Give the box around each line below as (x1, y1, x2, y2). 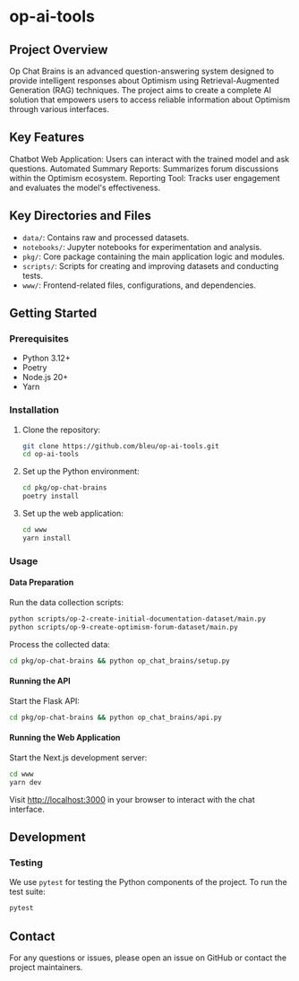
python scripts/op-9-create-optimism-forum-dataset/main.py (9, 622, 239, 631)
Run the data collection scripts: (9, 596, 124, 607)
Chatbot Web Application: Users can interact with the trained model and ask (9, 153, 290, 164)
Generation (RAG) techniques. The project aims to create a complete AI (9, 85, 271, 95)
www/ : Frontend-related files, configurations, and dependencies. (21, 280, 257, 291)
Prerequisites (9, 332, 69, 344)
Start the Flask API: (9, 695, 81, 706)
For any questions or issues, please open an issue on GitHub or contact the (9, 952, 287, 963)
